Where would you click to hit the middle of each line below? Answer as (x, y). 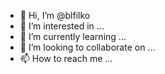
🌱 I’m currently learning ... (73, 36)
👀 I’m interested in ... (62, 26)
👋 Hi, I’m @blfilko (55, 15)
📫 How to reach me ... (66, 58)
